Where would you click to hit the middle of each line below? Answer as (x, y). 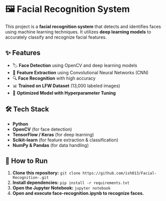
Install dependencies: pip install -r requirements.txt (71, 182)
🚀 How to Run (27, 161)
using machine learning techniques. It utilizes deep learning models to (78, 32)
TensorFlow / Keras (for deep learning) (53, 134)
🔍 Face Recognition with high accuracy (54, 78)
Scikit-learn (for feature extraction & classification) (65, 140)
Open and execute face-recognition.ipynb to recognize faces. (78, 193)
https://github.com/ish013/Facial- (120, 173)
